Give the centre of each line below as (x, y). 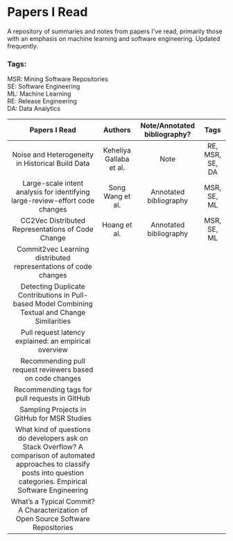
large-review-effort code (53, 200)
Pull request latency (53, 332)
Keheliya (117, 151)
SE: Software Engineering (44, 87)
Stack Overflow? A (53, 447)
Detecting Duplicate (53, 286)
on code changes (53, 379)
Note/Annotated (168, 126)
